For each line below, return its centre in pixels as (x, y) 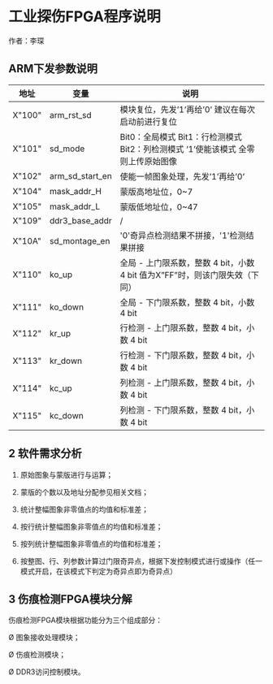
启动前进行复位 (148, 121)
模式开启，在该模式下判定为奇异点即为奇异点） (98, 571)
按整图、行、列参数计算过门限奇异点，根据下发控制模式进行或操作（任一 (141, 561)
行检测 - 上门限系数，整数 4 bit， (183, 327)
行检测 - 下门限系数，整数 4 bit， (183, 355)
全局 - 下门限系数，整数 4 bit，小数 (187, 302)
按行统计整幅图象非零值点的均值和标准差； (91, 526)
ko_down (66, 307)
